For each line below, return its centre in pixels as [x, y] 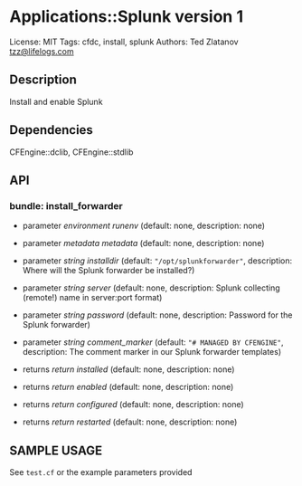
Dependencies [51, 130]
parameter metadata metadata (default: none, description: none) [143, 243]
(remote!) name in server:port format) [92, 298]
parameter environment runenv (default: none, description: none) [143, 226]
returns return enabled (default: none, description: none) [128, 387]
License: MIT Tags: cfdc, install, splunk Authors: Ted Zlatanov [124, 42]
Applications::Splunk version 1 [127, 17]
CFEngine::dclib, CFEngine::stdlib [71, 152]
